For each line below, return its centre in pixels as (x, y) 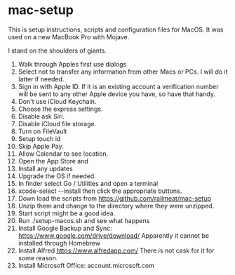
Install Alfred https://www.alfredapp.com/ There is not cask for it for (116, 250)
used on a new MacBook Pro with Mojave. (69, 36)
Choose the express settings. (60, 109)
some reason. (38, 257)
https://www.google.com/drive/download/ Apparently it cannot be (114, 235)
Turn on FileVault (42, 131)
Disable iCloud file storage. (57, 123)
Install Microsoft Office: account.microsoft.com (86, 265)
